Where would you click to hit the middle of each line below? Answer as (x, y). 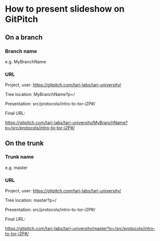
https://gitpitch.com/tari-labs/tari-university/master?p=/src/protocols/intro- (80, 229)
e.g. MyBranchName (26, 61)
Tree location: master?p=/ (31, 200)
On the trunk (24, 143)
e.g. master (16, 167)
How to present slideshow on (65, 9)
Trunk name (19, 157)
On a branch (24, 37)
